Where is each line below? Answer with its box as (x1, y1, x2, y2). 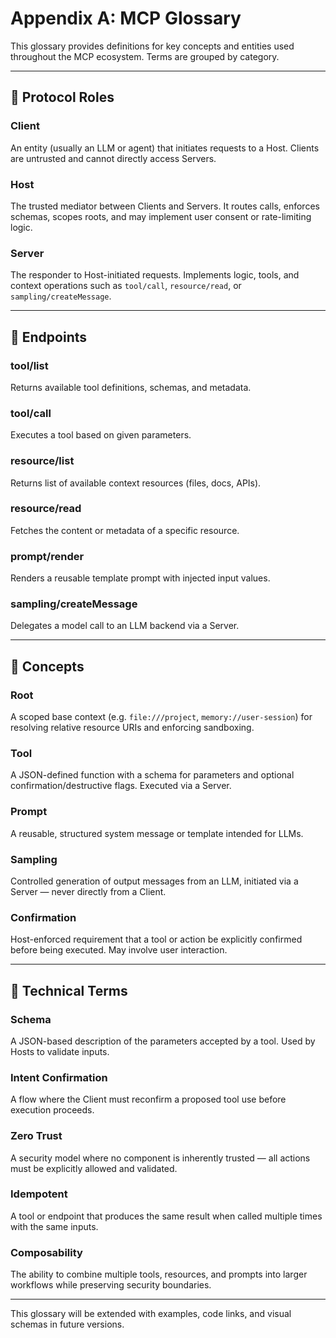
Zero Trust (10, 1129, 63, 1143)
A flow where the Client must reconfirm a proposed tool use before (10, 1093, 287, 1106)
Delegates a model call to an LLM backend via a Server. (10, 620, 240, 632)
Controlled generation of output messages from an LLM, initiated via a (10, 875, 299, 887)
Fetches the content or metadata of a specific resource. (10, 524, 240, 536)
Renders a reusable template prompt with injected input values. (10, 572, 271, 584)
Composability (10, 1245, 83, 1259)
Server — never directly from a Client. (10, 885, 167, 897)
